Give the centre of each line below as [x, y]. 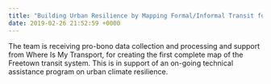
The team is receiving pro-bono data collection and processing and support [134, 46]
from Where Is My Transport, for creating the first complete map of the [126, 54]
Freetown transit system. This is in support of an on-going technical [121, 63]
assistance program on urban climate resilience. [88, 71]
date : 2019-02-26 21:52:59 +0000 [65, 23]
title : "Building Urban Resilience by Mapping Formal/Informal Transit [131, 16]
